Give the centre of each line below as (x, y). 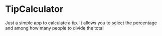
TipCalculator (34, 9)
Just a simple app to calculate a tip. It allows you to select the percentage (81, 23)
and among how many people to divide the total (54, 28)
